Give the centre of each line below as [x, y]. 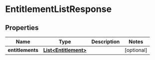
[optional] [136, 50]
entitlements [23, 50]
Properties [22, 28]
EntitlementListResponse [59, 9]
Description [106, 42]
